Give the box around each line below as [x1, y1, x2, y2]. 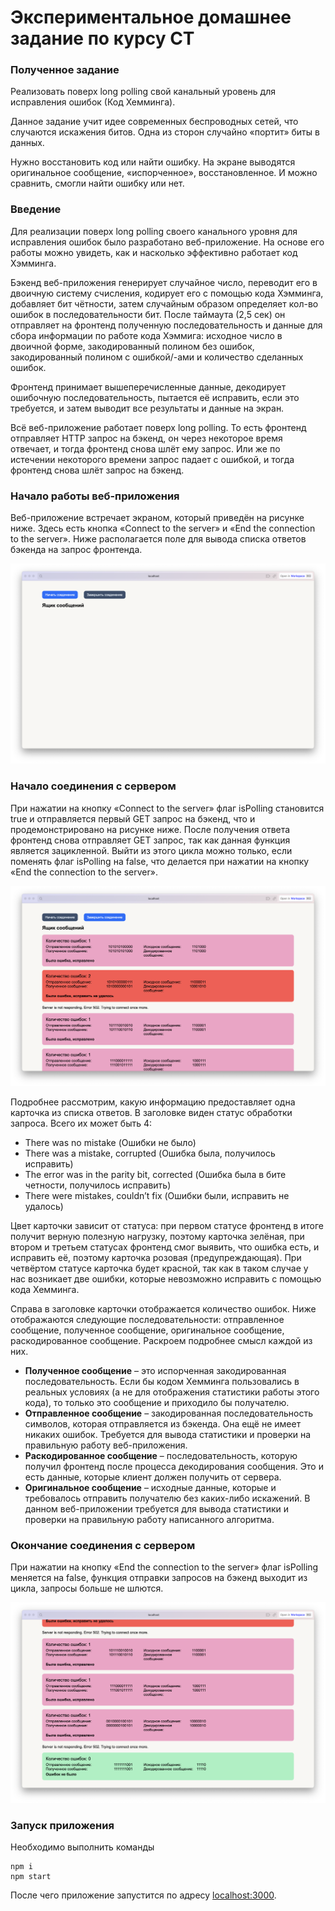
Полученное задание [10, 63, 120, 77]
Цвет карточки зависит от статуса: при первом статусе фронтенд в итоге [10, 1220, 325, 1232]
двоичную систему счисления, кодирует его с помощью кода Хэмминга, [10, 287, 324, 299]
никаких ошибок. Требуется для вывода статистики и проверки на [24, 1429, 312, 1441]
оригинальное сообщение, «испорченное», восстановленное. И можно [10, 167, 318, 179]
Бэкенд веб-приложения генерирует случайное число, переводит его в [10, 276, 318, 288]
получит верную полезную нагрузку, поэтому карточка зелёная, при [10, 1231, 305, 1243]
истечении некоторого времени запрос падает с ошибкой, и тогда [10, 453, 295, 465]
